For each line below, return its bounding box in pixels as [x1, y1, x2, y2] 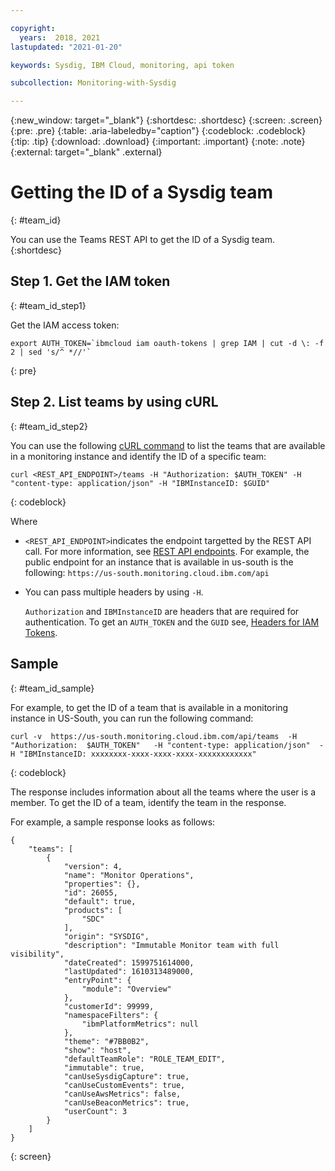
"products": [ [63, 905, 123, 915]
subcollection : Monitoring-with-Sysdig [10, 78, 177, 88]
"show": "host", [63, 1045, 132, 1055]
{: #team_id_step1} [10, 299, 87, 311]
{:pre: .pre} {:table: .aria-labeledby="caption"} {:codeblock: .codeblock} [10, 125, 307, 137]
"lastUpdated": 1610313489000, [63, 966, 195, 976]
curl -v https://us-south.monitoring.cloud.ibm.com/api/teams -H [10, 731, 298, 741]
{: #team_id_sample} [10, 682, 95, 694]
